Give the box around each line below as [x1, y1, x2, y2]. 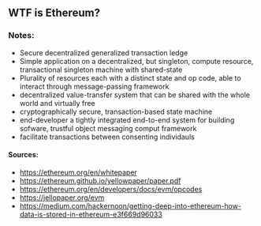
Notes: [8, 30, 35, 41]
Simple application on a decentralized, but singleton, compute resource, [19, 56, 254, 66]
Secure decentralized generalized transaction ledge [19, 47, 188, 58]
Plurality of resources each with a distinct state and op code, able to [19, 73, 242, 82]
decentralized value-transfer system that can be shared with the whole [19, 90, 251, 100]
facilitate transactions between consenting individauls [19, 132, 195, 141]
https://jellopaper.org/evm [19, 193, 105, 202]
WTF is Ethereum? [8, 6, 101, 20]
